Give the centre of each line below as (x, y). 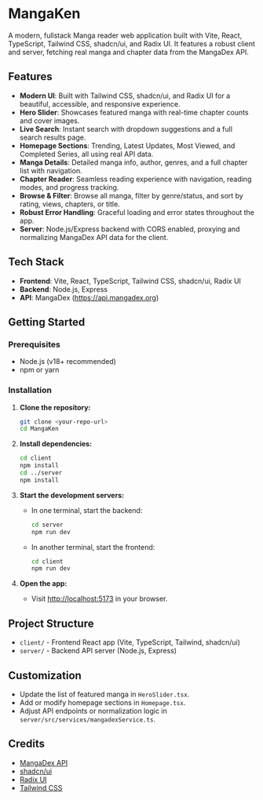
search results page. (53, 137)
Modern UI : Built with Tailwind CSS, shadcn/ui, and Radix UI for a (125, 96)
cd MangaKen (39, 429)
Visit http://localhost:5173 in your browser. (99, 599)
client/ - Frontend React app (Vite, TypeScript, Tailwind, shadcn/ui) (130, 642)
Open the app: (43, 584)
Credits (27, 744)
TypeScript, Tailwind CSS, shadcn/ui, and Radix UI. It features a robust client (131, 43)
